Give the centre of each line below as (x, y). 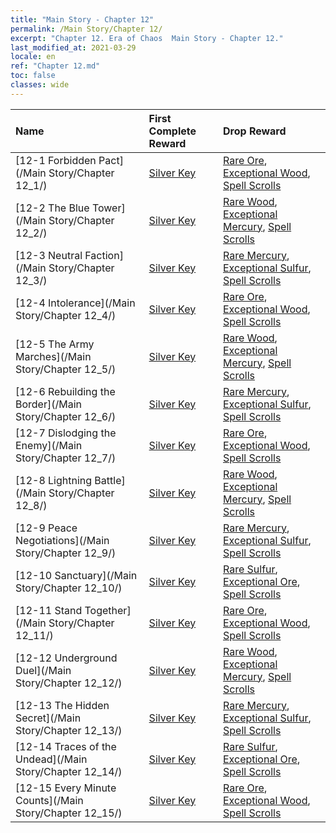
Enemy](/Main (49, 445)
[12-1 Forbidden (56, 160)
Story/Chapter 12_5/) (66, 369)
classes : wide (40, 85)
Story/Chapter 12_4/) (66, 315)
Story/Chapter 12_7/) (66, 458)
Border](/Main (48, 404)
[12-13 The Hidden (62, 705)
